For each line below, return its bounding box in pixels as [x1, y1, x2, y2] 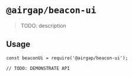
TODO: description [20, 22, 67, 29]
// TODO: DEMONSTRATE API [6, 65, 70, 71]
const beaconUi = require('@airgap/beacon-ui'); [6, 55, 128, 61]
